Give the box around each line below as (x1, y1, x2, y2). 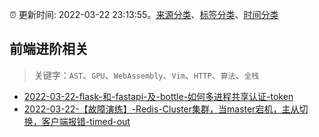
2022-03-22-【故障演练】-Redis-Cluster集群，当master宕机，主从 (23, 103, 300, 115)
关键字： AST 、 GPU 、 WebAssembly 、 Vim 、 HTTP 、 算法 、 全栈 (33, 69, 260, 81)
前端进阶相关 (9, 41, 89, 58)
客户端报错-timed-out (41, 115, 131, 127)
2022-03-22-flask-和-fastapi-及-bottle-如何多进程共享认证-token (23, 90, 294, 102)
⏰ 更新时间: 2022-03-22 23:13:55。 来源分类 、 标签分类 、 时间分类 (9, 9, 279, 20)
